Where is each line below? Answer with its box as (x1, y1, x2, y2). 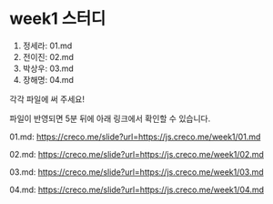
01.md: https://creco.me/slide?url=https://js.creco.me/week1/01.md (9, 131, 261, 142)
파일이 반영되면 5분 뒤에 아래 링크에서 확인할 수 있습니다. (9, 113, 211, 124)
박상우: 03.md (22, 63, 75, 74)
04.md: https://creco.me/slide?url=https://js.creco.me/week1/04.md (9, 184, 265, 195)
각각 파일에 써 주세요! (9, 93, 85, 105)
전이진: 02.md (22, 51, 75, 62)
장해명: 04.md (22, 74, 75, 85)
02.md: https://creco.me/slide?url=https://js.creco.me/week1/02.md (9, 148, 264, 159)
